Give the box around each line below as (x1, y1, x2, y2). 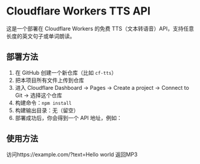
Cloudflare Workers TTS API (6, 4, 151, 18)
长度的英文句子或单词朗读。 (6, 32, 76, 40)
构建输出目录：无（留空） (15, 107, 79, 114)
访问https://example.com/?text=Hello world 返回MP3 (6, 151, 138, 158)
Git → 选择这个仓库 (15, 92, 62, 99)
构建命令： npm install (15, 99, 72, 106)
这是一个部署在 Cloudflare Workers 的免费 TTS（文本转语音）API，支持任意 (6, 25, 195, 32)
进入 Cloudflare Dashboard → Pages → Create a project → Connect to (15, 84, 189, 91)
